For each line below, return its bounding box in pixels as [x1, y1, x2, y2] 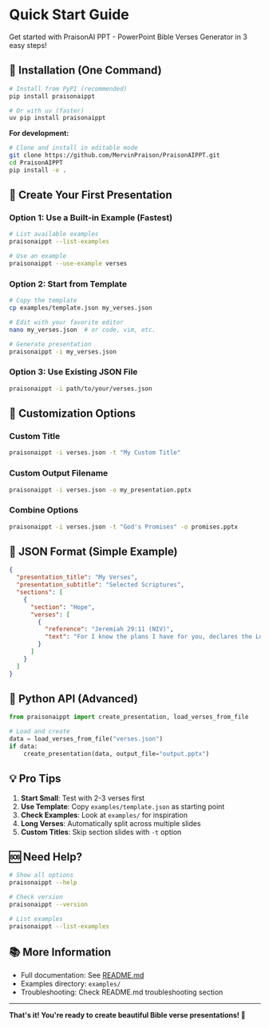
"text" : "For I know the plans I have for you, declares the [44, 633, 252, 641]
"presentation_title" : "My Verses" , [16, 573, 138, 582]
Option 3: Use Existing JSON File [9, 366, 138, 378]
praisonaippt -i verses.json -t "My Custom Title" [9, 449, 181, 457]
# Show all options [9, 872, 74, 880]
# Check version [9, 893, 63, 901]
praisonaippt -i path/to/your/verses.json [9, 385, 152, 393]
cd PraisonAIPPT [9, 159, 63, 167]
